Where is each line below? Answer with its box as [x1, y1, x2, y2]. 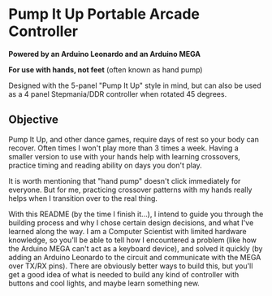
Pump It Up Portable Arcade [8, 5, 201, 24]
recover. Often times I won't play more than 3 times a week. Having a [8, 143, 240, 153]
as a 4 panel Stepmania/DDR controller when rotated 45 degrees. [8, 89, 227, 98]
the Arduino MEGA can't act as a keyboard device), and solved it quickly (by [8, 243, 263, 253]
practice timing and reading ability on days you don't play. [8, 160, 203, 170]
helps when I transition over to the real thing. [8, 193, 158, 203]
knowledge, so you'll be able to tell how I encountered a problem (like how [8, 235, 257, 245]
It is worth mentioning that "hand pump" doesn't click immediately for [8, 176, 241, 185]
